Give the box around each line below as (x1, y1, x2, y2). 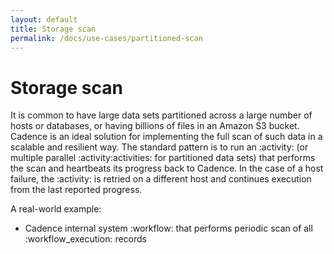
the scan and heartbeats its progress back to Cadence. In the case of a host (10, 162, 324, 175)
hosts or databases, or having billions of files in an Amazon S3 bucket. (10, 120, 300, 132)
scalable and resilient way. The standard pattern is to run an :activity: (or (10, 141, 309, 153)
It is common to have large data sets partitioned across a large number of (10, 109, 313, 121)
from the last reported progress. (10, 184, 143, 196)
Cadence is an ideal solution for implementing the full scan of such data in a (10, 131, 323, 143)
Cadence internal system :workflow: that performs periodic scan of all (24, 222, 313, 235)
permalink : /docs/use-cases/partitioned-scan (10, 33, 203, 43)
